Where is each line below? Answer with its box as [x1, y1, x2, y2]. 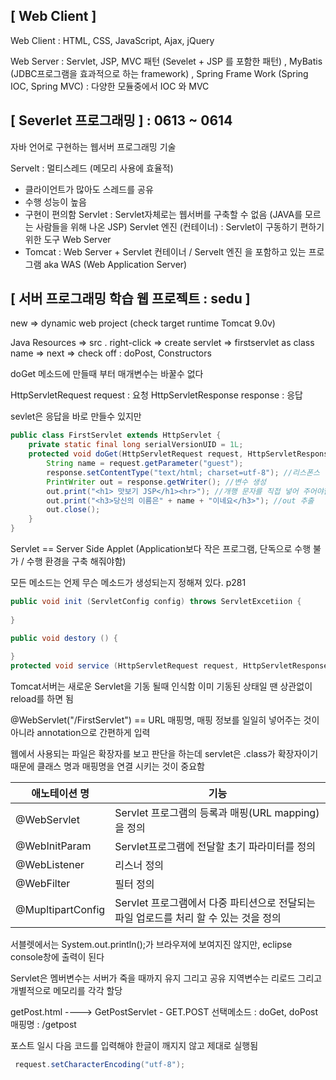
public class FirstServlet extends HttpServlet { [10, 430, 222, 441]
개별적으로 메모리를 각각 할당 [10, 985, 123, 997]
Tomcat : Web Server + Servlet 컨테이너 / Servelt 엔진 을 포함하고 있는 [24, 245, 307, 258]
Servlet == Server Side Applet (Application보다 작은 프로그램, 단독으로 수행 [10, 543, 312, 555]
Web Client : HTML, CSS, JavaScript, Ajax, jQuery [10, 34, 215, 46]
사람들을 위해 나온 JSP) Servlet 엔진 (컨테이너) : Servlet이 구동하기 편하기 [35, 220, 325, 233]
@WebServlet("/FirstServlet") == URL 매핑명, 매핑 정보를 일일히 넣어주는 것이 [10, 714, 320, 726]
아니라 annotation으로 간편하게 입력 [10, 727, 151, 739]
